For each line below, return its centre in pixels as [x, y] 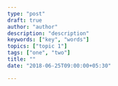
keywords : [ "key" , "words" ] [48, 40]
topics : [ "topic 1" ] [38, 46]
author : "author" [33, 27]
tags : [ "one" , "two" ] [39, 53]
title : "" [22, 59]
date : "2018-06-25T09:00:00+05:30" [59, 66]
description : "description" [48, 33]
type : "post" [26, 14]
